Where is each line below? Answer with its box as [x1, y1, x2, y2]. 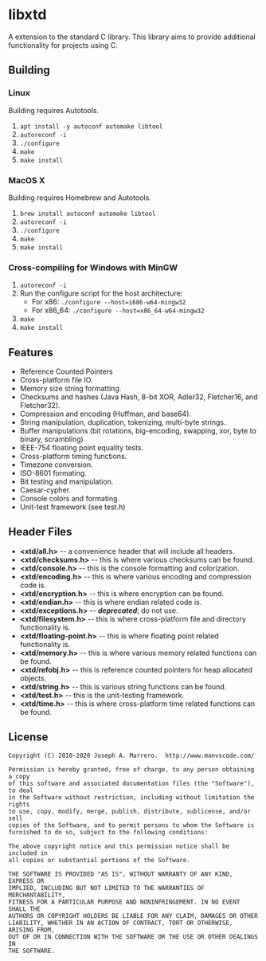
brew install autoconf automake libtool [19, 210, 156, 218]
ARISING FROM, [8, 926, 56, 934]
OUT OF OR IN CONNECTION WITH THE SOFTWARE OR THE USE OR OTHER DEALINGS [8, 932, 259, 941]
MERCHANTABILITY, [8, 891, 66, 899]
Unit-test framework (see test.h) [19, 502, 126, 512]
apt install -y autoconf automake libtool [19, 122, 163, 131]
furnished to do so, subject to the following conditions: [8, 828, 209, 836]
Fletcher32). [19, 401, 61, 410]
